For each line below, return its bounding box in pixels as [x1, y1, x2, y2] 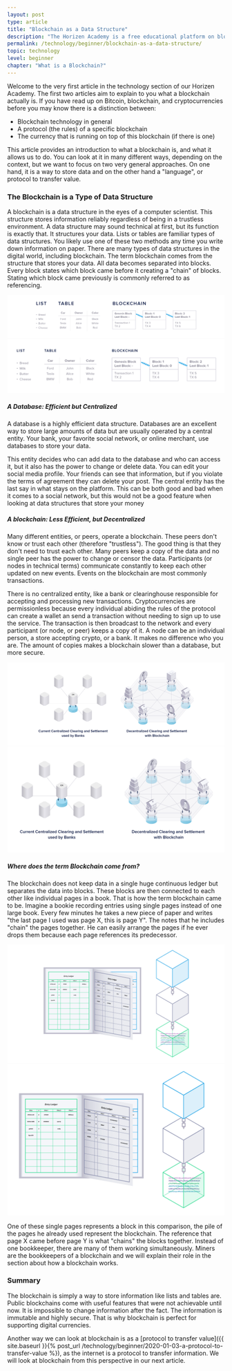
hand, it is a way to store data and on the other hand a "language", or [7, 167, 204, 175]
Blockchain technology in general [17, 117, 113, 126]
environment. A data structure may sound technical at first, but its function [7, 222, 219, 231]
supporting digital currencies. [7, 1321, 91, 1329]
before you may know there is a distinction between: [7, 104, 157, 112]
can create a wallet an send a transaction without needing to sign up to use [7, 611, 221, 620]
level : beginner [7, 55, 54, 62]
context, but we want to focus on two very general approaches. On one [7, 160, 211, 169]
